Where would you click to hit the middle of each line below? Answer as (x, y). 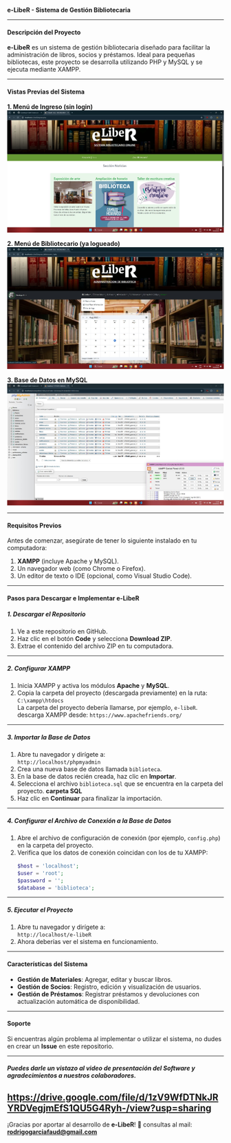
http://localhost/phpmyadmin (59, 762)
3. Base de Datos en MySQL (47, 380)
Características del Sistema (47, 964)
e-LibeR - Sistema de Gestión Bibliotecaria (69, 10)
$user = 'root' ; (40, 873)
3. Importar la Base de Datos (49, 737)
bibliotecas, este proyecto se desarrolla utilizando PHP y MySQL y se (105, 62)
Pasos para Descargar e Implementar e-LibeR (73, 598)
